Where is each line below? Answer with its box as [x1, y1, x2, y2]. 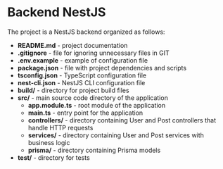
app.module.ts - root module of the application [27, 101, 166, 109]
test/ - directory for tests [17, 153, 90, 162]
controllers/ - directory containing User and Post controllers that [27, 115, 217, 124]
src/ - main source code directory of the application [17, 93, 169, 102]
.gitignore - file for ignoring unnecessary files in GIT [17, 49, 170, 57]
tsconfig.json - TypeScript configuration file [17, 71, 147, 80]
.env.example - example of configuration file [17, 56, 148, 64]
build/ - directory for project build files [17, 86, 129, 94]
